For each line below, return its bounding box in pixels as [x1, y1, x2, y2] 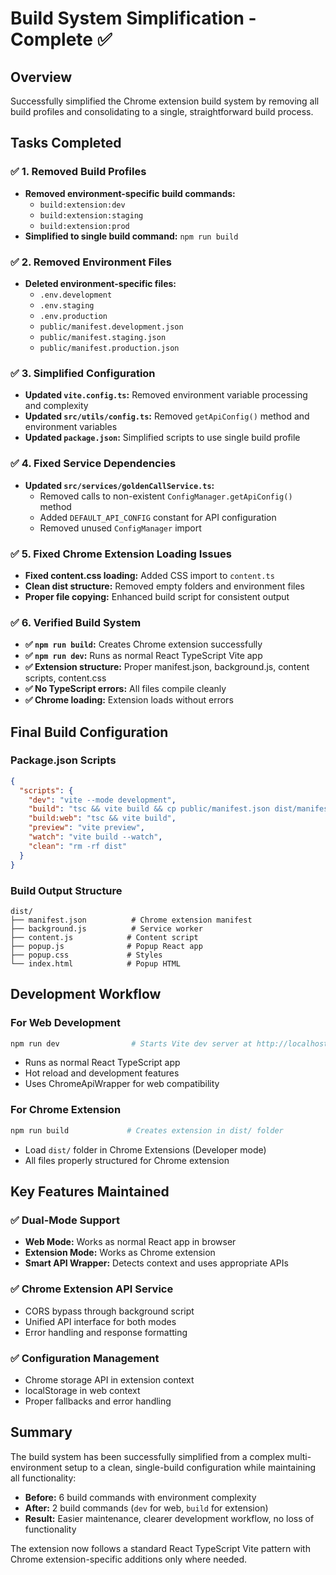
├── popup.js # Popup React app [10, 941, 203, 951]
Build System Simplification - [10, 7, 257, 30]
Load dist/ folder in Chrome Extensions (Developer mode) [24, 1143, 267, 1156]
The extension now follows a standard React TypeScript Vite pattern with [10, 1542, 311, 1554]
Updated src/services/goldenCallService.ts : [24, 479, 215, 491]
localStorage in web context [24, 1384, 141, 1396]
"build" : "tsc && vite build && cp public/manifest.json [28, 804, 271, 814]
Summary [10, 1424, 73, 1441]
